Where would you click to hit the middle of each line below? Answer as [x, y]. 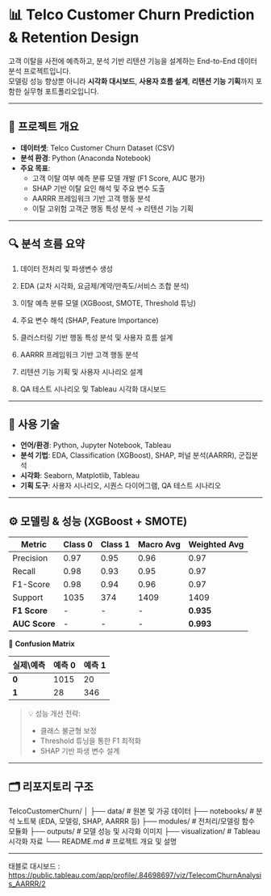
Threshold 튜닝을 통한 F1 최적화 [90, 741]
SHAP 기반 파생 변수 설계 [80, 751]
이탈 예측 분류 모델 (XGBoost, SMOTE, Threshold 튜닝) [108, 302]
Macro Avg [159, 544]
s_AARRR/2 [27, 884]
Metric [34, 544]
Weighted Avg [216, 544]
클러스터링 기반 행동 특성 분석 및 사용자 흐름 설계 [96, 337]
